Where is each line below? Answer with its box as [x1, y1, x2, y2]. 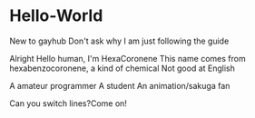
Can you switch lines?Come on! [9, 97, 127, 109]
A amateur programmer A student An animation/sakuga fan [9, 80, 230, 91]
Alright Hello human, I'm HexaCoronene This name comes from [9, 53, 247, 64]
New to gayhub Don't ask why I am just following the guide [9, 35, 230, 46]
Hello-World [9, 5, 103, 26]
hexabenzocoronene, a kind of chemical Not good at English [9, 63, 236, 74]
